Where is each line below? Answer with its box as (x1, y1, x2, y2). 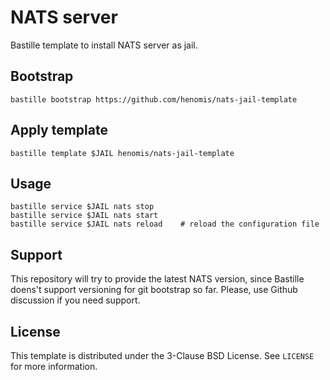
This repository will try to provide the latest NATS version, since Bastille (10, 273, 305, 285)
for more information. (10, 361, 98, 372)
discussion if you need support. (10, 294, 141, 306)
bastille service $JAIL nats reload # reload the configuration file (10, 219, 320, 230)
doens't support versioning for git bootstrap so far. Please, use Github (10, 284, 298, 296)
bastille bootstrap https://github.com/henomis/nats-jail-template (10, 94, 298, 105)
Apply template (10, 122, 108, 139)
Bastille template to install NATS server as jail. (10, 39, 198, 51)
